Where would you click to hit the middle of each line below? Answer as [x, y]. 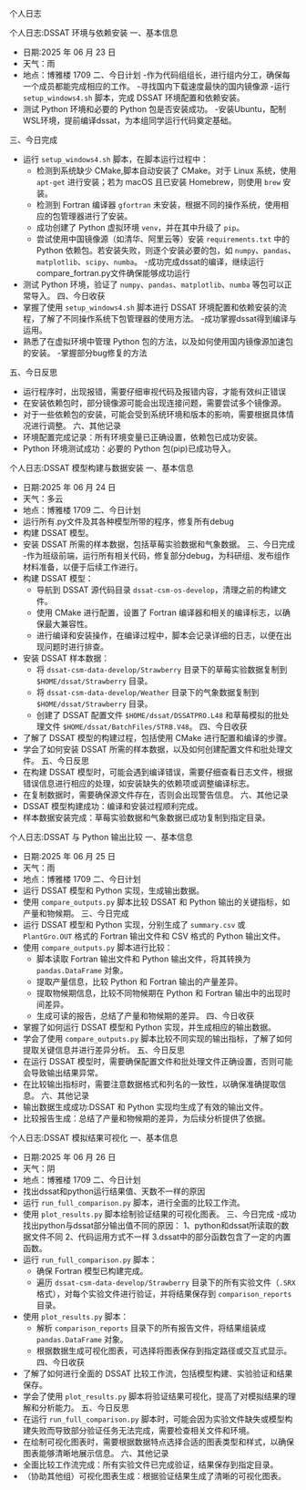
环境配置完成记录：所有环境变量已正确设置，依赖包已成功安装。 [142, 437]
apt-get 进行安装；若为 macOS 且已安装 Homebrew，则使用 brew [158, 182]
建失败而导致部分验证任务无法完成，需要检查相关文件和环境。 [138, 1430]
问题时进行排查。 [76, 647]
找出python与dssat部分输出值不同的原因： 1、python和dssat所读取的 [152, 1225]
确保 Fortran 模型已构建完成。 [92, 1271]
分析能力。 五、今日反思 [84, 1408]
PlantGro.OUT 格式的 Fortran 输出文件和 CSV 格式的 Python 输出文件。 [154, 936]
